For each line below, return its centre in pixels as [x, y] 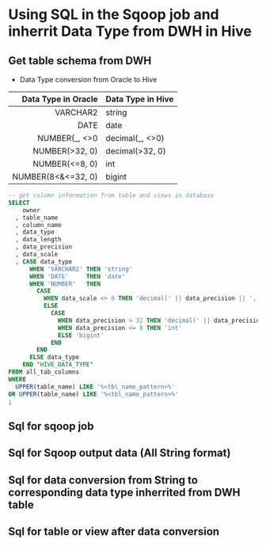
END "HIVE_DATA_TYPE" [58, 365]
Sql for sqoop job [51, 426]
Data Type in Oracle [60, 99]
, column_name [38, 225]
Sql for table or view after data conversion [114, 531]
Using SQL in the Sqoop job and [114, 15]
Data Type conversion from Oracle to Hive [88, 80]
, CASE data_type [44, 262]
